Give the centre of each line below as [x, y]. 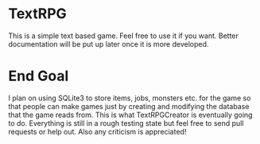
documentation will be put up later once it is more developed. [109, 44]
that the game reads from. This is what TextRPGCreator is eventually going [130, 115]
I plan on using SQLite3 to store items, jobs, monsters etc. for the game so [130, 98]
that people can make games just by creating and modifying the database [129, 106]
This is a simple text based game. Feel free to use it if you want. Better [123, 36]
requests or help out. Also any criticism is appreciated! [97, 131]
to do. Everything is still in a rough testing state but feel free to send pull [126, 123]
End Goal [39, 76]
